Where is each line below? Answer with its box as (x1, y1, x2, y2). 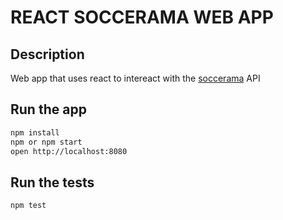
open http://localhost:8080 (10, 146, 128, 156)
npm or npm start (10, 137, 83, 147)
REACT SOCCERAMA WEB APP (10, 6, 274, 29)
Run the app (10, 101, 87, 118)
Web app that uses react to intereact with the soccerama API (10, 72, 261, 84)
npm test (10, 201, 47, 211)
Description (10, 46, 85, 63)
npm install (10, 127, 60, 138)
